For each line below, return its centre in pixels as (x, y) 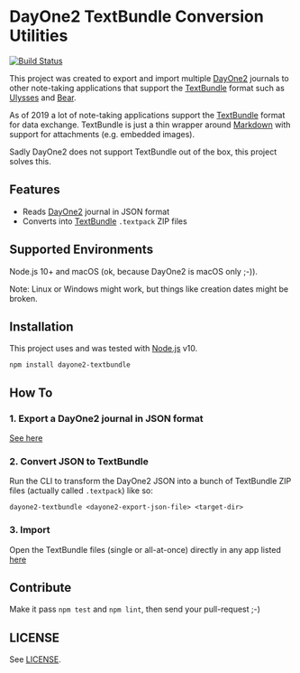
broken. (23, 298)
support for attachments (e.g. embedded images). (102, 134)
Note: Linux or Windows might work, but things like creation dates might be (149, 289)
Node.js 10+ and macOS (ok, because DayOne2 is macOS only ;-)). (134, 271)
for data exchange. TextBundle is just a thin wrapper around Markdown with (150, 125)
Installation (41, 327)
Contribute (41, 588)
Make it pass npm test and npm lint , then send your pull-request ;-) (135, 609)
